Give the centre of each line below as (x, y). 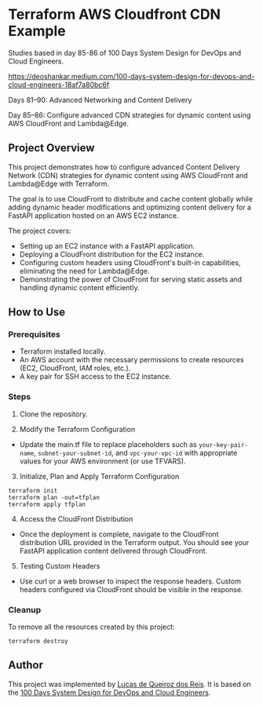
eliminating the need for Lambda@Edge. (85, 271)
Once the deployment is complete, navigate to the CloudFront (119, 534)
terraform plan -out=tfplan (54, 497)
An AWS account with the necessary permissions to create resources (132, 360)
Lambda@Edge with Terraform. (59, 184)
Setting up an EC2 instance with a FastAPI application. (107, 245)
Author (26, 665)
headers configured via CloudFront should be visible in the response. (131, 589)
